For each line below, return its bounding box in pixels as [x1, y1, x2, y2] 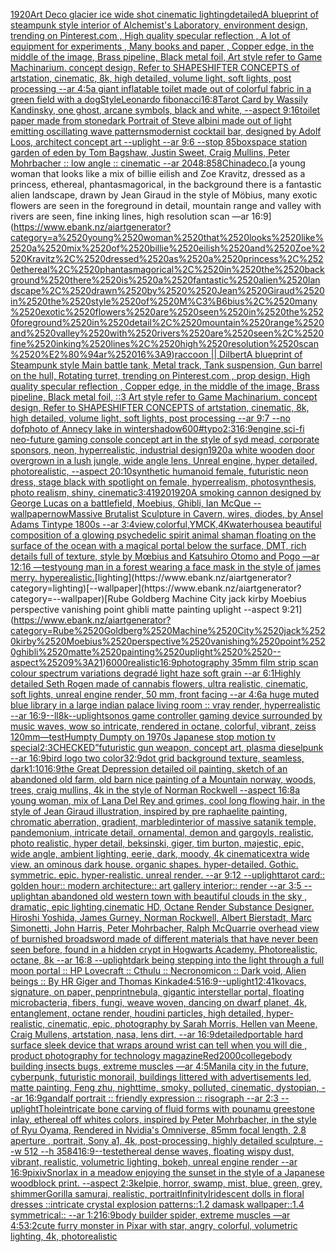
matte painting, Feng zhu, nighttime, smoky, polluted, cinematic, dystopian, [10, 1082, 320, 1093]
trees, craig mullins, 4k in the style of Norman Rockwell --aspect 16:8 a [10, 784, 301, 796]
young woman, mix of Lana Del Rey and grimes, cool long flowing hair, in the [10, 795, 326, 806]
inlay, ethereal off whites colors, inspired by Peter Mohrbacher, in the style [10, 1114, 317, 1125]
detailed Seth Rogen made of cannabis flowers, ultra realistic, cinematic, [10, 678, 309, 689]
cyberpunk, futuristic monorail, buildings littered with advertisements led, [10, 1071, 312, 1083]
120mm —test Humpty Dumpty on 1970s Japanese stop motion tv [10, 731, 276, 743]
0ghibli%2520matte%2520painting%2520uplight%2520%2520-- [10, 646, 282, 658]
